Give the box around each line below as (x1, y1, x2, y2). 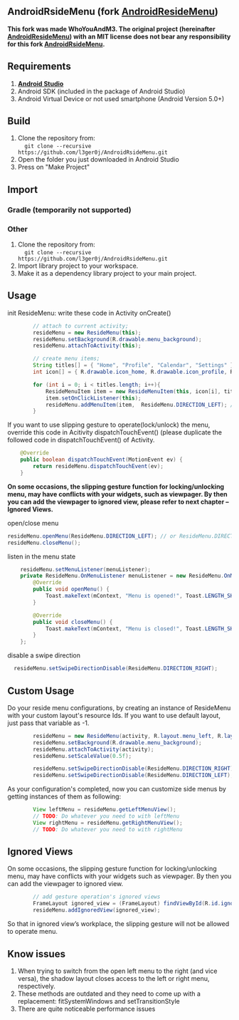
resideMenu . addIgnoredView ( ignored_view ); (33, 907, 161, 914)
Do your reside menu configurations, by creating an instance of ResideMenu (7, 703, 231, 712)
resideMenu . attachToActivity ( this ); (33, 342, 142, 350)
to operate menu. (7, 927, 58, 936)
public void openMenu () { (33, 586, 110, 593)
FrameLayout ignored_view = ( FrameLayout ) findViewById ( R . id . (33, 900, 221, 907)
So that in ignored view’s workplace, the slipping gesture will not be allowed (7, 920, 230, 928)
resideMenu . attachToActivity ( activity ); (33, 746, 154, 753)
